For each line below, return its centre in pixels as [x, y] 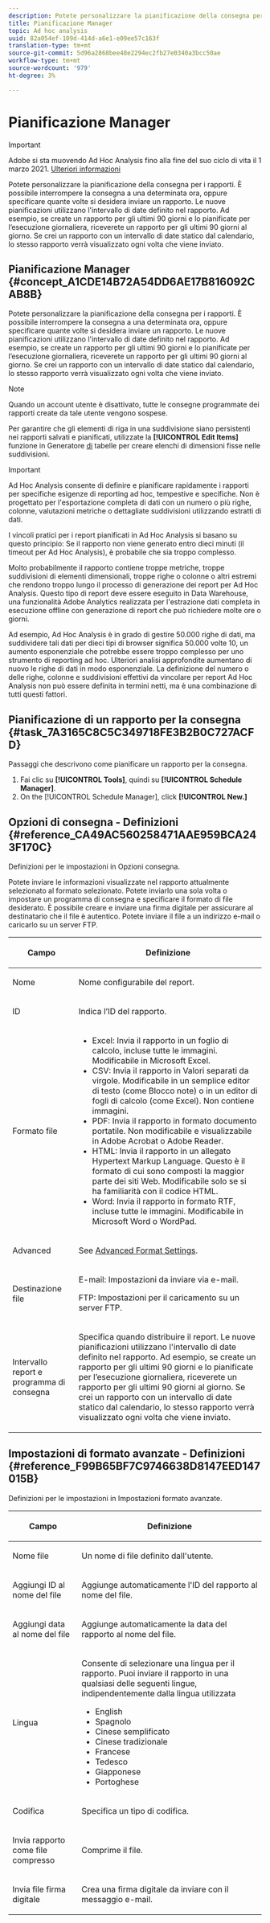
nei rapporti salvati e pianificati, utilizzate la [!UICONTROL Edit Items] [123, 437]
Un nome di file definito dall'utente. [147, 1556]
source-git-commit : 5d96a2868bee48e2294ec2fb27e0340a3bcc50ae [115, 53]
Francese [113, 1751]
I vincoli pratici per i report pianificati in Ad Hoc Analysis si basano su [123, 535]
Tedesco [112, 1761]
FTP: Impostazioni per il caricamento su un [159, 1297]
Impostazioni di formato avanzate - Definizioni [127, 1454]
